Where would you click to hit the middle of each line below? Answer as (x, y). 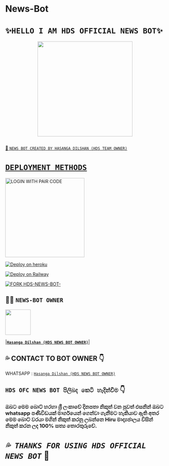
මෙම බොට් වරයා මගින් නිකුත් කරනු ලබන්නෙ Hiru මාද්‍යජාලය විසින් (79, 420)
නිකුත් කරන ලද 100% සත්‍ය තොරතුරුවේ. (51, 426)
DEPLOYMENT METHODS (46, 168)
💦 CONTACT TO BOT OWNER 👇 (55, 359)
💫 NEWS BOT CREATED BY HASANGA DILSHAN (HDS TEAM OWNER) (66, 148)
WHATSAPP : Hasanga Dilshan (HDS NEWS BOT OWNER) (60, 373)
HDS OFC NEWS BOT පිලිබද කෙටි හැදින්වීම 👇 (65, 390)
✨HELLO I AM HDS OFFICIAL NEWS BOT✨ (84, 31)
